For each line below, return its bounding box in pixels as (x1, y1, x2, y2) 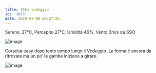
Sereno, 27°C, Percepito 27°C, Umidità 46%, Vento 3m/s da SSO (5, 29, 136, 35)
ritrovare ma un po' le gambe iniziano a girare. (5, 53, 97, 59)
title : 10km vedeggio (5, 7, 49, 12)
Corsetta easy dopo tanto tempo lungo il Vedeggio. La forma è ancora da (5, 48, 152, 54)
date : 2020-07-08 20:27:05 (5, 16, 60, 21)
